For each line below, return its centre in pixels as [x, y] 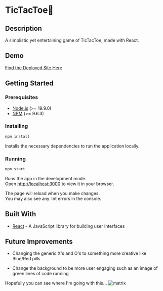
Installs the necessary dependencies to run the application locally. [72, 146]
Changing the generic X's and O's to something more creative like [79, 253]
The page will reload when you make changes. [53, 193]
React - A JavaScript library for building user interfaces [68, 226]
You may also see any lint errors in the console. [53, 198]
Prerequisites [21, 97]
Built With [20, 214]
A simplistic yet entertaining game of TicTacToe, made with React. [72, 40]
